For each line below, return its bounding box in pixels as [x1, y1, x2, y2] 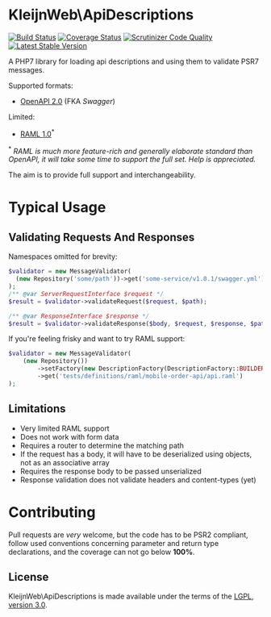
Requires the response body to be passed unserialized [19, 466, 202, 476]
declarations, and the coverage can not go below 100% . [8, 547, 195, 557]
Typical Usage [8, 198, 106, 217]
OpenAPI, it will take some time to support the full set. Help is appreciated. [8, 155, 256, 165]
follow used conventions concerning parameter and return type [8, 538, 219, 548]
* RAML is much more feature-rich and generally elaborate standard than [8, 144, 253, 156]
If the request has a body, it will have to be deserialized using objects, [19, 449, 252, 459]
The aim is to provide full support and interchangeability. [8, 170, 196, 180]
